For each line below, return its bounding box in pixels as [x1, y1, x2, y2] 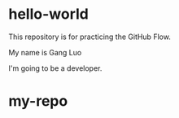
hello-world [8, 5, 89, 24]
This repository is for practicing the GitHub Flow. [8, 32, 171, 42]
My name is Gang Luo [8, 47, 82, 57]
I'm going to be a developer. [8, 63, 103, 73]
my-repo [8, 92, 68, 111]
